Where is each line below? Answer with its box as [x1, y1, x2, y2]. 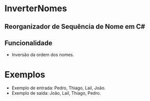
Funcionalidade [4, 39, 53, 47]
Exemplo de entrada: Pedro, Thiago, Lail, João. [11, 85, 106, 91]
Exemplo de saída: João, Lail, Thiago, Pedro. [11, 90, 101, 96]
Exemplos [4, 69, 46, 80]
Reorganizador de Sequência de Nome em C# [4, 22, 146, 31]
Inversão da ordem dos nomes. [11, 52, 74, 58]
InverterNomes [4, 3, 67, 14]
